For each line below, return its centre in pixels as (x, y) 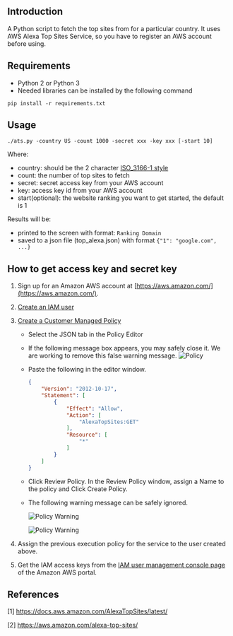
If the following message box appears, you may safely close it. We (124, 348)
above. (28, 551)
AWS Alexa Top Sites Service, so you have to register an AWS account (109, 36)
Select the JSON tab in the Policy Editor (85, 334)
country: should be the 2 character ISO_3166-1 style (93, 168)
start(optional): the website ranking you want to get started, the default (121, 198)
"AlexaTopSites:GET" (109, 422)
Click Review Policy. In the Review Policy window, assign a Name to (126, 481)
